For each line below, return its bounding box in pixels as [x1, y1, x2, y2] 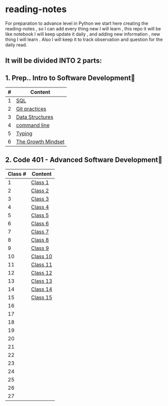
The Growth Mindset [16, 138, 65, 145]
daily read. [5, 41, 27, 48]
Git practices [16, 105, 46, 112]
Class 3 [31, 195, 49, 202]
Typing [16, 130, 33, 137]
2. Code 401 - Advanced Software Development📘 [5, 155, 163, 164]
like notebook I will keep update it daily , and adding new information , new [5, 31, 160, 37]
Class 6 [31, 220, 49, 227]
